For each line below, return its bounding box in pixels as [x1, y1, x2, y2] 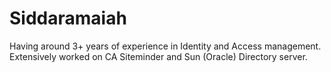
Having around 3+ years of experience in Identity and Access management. [9, 40, 322, 52]
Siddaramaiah [9, 7, 127, 30]
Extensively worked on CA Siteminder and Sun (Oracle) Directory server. [9, 50, 308, 62]
